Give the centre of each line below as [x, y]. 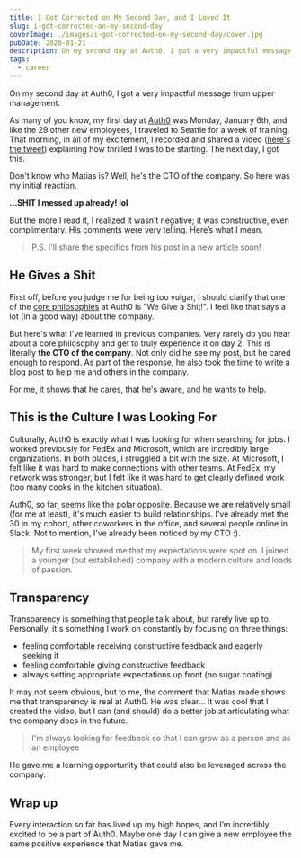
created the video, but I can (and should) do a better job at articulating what [150, 712]
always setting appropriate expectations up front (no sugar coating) [147, 675]
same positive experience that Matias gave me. [97, 844]
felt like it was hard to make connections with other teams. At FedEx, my [142, 467]
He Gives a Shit [53, 275]
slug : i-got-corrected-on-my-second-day [86, 26]
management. [35, 102]
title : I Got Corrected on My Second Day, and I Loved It [120, 18]
